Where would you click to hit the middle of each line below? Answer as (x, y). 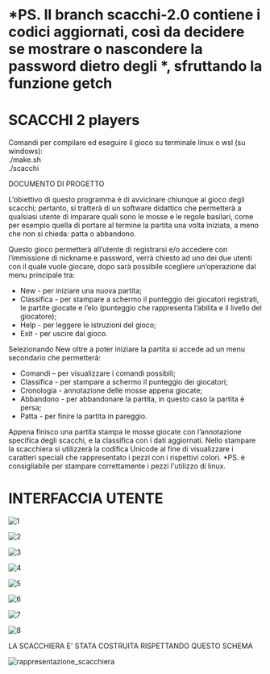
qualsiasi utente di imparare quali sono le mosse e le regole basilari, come (131, 217)
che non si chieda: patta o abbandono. (73, 234)
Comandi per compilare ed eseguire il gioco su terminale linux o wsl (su (127, 143)
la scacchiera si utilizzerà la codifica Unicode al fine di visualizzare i (121, 449)
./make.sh (25, 160)
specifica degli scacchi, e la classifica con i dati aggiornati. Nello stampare (132, 440)
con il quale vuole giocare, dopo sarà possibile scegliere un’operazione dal (132, 267)
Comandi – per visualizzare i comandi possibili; (98, 373)
